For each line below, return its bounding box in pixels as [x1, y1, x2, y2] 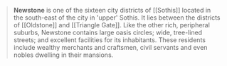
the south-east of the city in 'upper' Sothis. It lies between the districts [13, 13, 221, 22]
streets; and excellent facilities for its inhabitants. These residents [13, 36, 206, 44]
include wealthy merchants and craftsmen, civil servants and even [13, 44, 208, 51]
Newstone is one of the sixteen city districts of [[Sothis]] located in [13, 6, 211, 14]
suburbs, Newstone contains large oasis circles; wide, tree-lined [13, 28, 203, 37]
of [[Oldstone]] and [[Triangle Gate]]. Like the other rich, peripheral [13, 21, 211, 29]
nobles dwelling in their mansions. [13, 51, 114, 59]
